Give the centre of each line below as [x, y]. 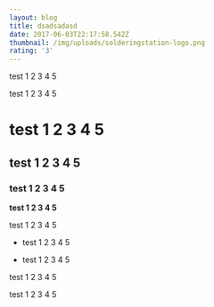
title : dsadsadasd [43, 26]
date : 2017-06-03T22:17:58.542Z [69, 34]
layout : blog [33, 17]
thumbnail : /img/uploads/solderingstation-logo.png [107, 43]
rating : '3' [31, 51]
